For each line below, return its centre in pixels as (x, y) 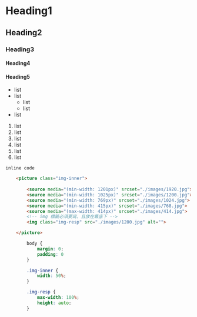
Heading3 (20, 49)
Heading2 (24, 33)
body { (35, 243)
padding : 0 (50, 254)
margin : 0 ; (50, 249)
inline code (20, 168)
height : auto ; (54, 303)
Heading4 (18, 64)
